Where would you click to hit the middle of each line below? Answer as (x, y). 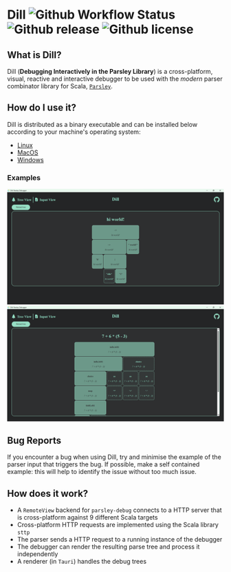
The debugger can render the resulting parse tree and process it (108, 547)
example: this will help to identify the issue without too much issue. (102, 472)
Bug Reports (34, 441)
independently (37, 554)
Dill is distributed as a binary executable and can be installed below (102, 124)
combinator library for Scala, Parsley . (60, 86)
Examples (24, 177)
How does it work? (48, 493)
